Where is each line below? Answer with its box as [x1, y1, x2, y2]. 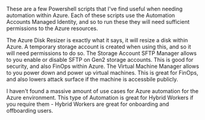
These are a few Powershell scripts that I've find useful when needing [6, 6, 183, 12]
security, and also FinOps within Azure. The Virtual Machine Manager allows [6, 62, 199, 70]
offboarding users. [6, 107, 53, 114]
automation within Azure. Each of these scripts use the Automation [6, 12, 176, 19]
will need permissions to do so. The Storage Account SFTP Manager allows [6, 50, 197, 57]
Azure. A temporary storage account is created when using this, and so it [6, 43, 191, 50]
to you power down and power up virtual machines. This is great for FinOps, [6, 69, 198, 76]
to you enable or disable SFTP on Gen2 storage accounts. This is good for [6, 56, 194, 63]
